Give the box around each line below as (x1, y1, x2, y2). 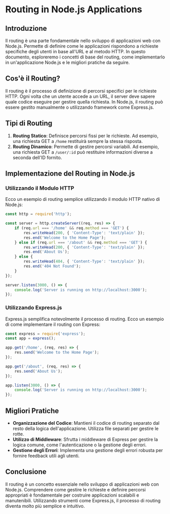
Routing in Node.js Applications (5, 4, 142, 15)
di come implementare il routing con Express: (5, 321, 101, 327)
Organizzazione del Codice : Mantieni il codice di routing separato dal (12, 420, 160, 426)
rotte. (12, 431, 25, 437)
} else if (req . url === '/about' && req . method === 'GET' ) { (14, 240, 148, 245)
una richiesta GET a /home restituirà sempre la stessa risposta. (12, 138, 143, 144)
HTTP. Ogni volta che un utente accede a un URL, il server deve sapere (5, 93, 155, 99)
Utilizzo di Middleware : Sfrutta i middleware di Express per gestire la (12, 437, 158, 443)
